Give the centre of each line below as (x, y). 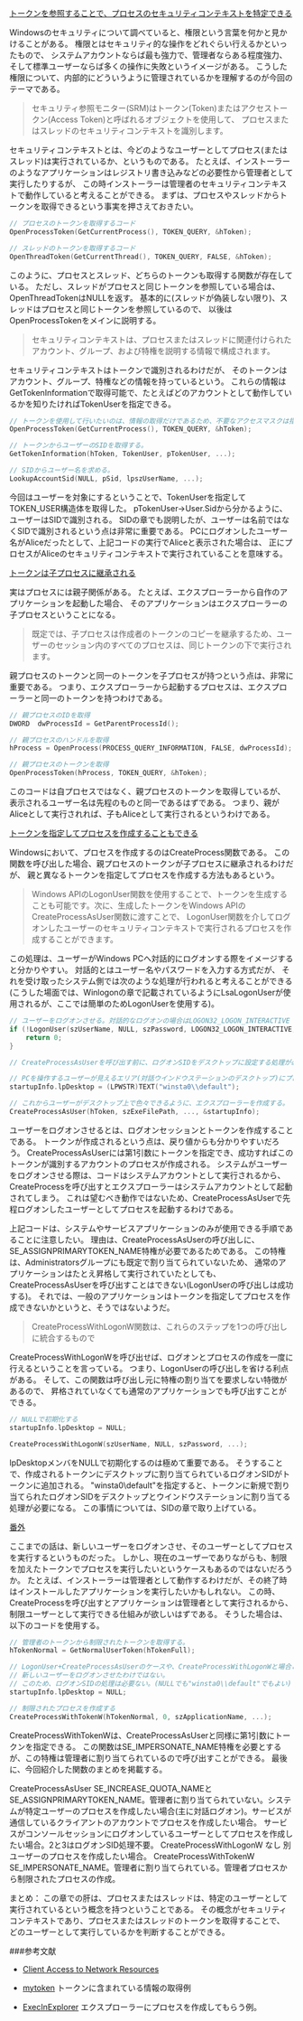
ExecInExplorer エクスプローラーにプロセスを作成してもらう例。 (142, 2007)
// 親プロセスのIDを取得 (50, 715)
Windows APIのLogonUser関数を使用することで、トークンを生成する (159, 894)
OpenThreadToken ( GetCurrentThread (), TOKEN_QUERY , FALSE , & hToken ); (141, 257)
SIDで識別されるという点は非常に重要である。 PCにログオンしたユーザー (152, 530)
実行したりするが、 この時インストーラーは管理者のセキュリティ (129, 184)
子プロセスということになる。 (64, 614)
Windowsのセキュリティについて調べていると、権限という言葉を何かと (141, 33)
